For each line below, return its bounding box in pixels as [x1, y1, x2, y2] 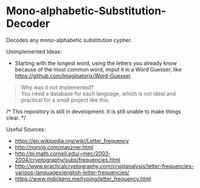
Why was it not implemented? [20, 83, 94, 90]
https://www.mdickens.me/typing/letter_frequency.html [14, 175, 151, 182]
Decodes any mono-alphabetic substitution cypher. [6, 36, 133, 43]
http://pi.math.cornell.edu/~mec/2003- [14, 150, 111, 157]
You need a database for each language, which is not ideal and [20, 90, 176, 97]
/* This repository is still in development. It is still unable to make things [6, 108, 181, 115]
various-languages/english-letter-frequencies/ [14, 168, 130, 176]
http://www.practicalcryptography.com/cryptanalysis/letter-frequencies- [14, 162, 194, 170]
